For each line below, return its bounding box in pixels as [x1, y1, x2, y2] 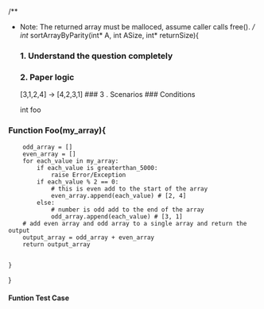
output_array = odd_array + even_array [22, 234, 155, 241]
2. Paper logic [19, 71, 75, 83]
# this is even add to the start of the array [50, 184, 208, 193]
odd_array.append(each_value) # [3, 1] [50, 212, 183, 221]
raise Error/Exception [50, 171, 126, 179]
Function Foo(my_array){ [8, 125, 106, 136]
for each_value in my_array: [22, 156, 119, 165]
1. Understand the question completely [19, 50, 173, 61]
